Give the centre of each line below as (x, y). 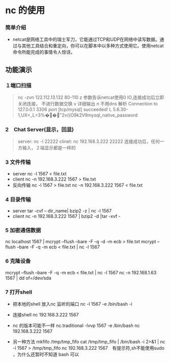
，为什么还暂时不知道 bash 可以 (46, 354)
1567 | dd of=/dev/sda (28, 278)
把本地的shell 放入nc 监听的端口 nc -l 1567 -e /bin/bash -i (72, 304)
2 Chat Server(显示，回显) (40, 130)
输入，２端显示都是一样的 (49, 148)
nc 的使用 (25, 10)
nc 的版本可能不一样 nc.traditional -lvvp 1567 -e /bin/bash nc (76, 325)
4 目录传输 (18, 199)
